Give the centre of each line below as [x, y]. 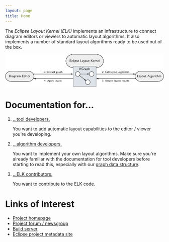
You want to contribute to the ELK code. [54, 184]
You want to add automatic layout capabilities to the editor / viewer [81, 129]
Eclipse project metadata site [43, 234]
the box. [14, 47]
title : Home [18, 16]
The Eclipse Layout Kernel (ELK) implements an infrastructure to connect [81, 31]
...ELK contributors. [32, 174]
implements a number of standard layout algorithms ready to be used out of [83, 42]
